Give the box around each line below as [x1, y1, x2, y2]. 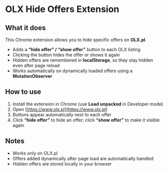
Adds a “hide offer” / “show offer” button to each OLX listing [12, 47, 141, 52]
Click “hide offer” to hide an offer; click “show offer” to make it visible [12, 117, 160, 123]
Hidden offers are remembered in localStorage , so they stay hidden [12, 57, 153, 63]
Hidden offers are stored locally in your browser [12, 160, 112, 166]
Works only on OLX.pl [12, 150, 58, 156]
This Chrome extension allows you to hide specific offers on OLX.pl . [5, 37, 147, 43]
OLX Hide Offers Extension [5, 4, 120, 15]
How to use [5, 88, 41, 96]
